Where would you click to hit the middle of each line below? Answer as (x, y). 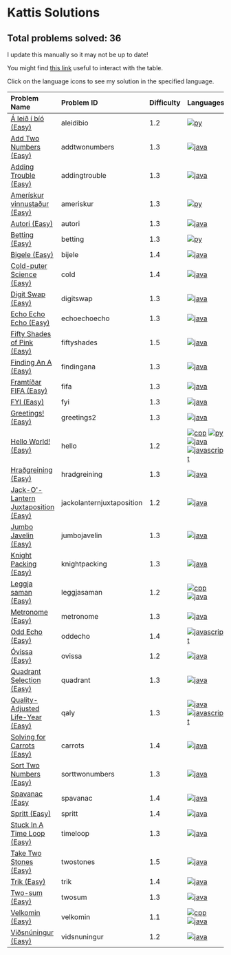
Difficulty (165, 103)
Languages (206, 103)
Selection (26, 680)
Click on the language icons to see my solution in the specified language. (111, 81)
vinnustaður (30, 204)
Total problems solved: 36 (64, 38)
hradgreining (82, 474)
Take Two (26, 853)
